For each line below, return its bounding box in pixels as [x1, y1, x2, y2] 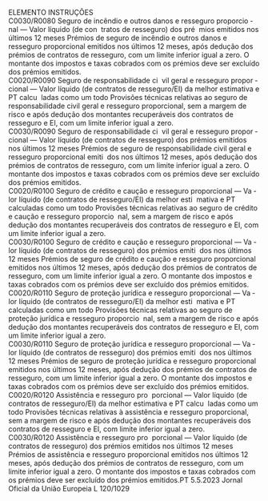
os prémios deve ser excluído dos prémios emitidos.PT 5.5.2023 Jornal [8, 475, 243, 484]
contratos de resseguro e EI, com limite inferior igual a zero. [8, 424, 206, 434]
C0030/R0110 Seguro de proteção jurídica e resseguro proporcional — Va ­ [8, 339, 256, 348]
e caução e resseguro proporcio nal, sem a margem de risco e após [8, 212, 234, 221]
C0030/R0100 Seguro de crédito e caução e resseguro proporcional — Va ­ [8, 237, 257, 246]
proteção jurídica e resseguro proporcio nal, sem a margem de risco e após [8, 314, 259, 323]
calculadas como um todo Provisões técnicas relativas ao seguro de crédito [8, 203, 258, 212]
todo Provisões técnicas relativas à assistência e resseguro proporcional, [8, 407, 250, 416]
